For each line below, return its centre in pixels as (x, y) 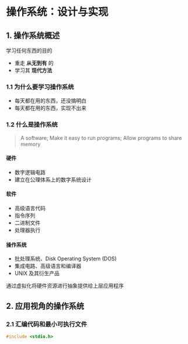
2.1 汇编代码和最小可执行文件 (47, 324)
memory (30, 144)
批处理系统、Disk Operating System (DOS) (65, 259)
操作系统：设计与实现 (58, 12)
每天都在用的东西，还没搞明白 (50, 101)
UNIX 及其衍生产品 (37, 273)
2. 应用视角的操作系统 (45, 306)
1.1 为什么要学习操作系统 (40, 87)
